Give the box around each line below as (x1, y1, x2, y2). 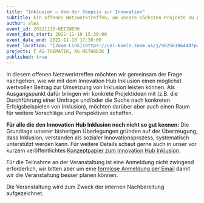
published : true (6, 54, 47, 60)
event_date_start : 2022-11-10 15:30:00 (6, 32, 107, 38)
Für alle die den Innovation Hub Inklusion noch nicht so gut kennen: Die (6, 121, 189, 128)
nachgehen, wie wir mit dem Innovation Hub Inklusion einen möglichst (6, 77, 182, 84)
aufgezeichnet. (6, 189, 44, 197)
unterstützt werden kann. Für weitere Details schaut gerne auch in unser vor (6, 140, 197, 147)
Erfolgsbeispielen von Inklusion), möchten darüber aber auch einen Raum (6, 102, 190, 110)
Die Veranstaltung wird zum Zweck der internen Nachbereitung (6, 183, 165, 190)
